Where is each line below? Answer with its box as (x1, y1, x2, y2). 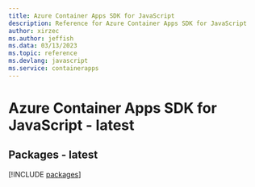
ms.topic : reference (8, 49, 78, 57)
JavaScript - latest (8, 116, 135, 134)
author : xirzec (8, 27, 60, 35)
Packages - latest (8, 148, 98, 162)
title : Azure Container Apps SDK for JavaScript (8, 11, 175, 20)
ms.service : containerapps (8, 64, 99, 73)
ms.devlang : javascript (8, 57, 89, 65)
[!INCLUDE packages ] (8, 169, 82, 179)
